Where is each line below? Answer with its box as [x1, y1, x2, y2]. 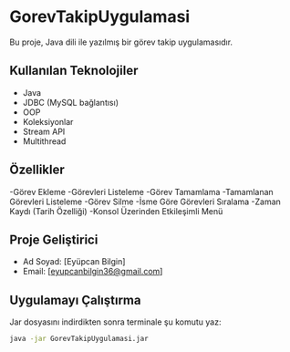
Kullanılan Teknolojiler [9, 63, 139, 78]
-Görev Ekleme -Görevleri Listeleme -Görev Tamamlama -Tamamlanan [9, 186, 274, 197]
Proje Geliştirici [9, 232, 98, 247]
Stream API [22, 126, 66, 137]
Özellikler [9, 162, 66, 178]
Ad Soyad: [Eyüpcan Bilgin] [22, 256, 126, 267]
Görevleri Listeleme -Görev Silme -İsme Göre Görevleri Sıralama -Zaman [9, 196, 281, 207]
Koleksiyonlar [22, 116, 74, 127]
